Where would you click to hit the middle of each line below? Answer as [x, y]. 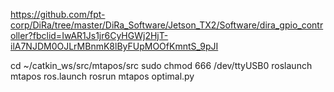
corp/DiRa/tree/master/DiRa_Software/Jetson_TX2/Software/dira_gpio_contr [167, 25]
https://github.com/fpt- [58, 14]
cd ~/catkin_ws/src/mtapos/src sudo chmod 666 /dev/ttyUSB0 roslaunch [161, 65]
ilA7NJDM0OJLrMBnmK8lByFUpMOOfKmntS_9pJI [114, 46]
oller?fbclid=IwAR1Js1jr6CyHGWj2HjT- [89, 35]
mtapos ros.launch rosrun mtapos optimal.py [102, 76]
